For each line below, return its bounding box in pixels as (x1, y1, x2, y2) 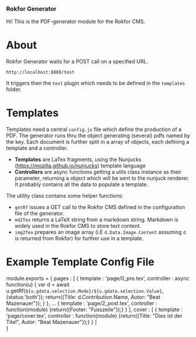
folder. (6, 86, 22, 93)
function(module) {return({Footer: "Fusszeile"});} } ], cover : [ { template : (6, 306, 183, 313)
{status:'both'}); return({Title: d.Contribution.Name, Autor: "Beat (6, 294, 161, 301)
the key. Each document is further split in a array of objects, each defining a (6, 139, 190, 146)
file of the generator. (14, 210, 65, 217)
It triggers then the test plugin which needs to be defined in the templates (6, 80, 185, 87)
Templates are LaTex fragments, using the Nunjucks (14, 156, 142, 163)
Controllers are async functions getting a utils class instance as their (14, 168, 182, 176)
